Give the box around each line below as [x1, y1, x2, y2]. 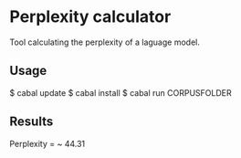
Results [9, 114, 54, 130]
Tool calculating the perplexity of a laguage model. [9, 37, 201, 47]
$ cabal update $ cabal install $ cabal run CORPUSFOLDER [9, 87, 233, 98]
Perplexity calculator [9, 6, 172, 27]
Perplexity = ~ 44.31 [9, 138, 86, 149]
